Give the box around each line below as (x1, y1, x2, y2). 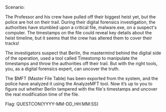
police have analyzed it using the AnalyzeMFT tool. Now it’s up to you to (5, 81, 153, 87)
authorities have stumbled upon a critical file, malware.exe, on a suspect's (5, 24, 157, 30)
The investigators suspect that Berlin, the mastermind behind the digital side (5, 50, 162, 56)
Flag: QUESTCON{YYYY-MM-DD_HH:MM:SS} (5, 101, 99, 107)
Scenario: (5, 4, 25, 10)
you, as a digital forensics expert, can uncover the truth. (5, 66, 120, 72)
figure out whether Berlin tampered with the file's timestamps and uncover (5, 86, 158, 92)
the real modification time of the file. (5, 92, 80, 97)
